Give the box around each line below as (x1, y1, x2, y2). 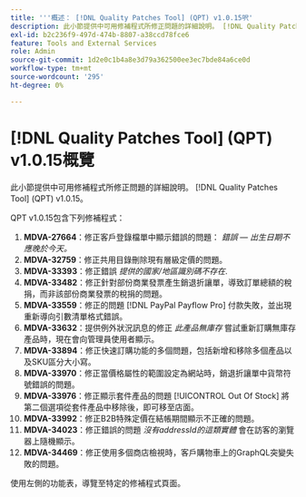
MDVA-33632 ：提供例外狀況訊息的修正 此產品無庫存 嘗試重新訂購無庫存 (23, 322, 297, 333)
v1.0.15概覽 (10, 150, 94, 171)
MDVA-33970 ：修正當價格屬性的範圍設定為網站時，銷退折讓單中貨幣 (23, 367, 284, 378)
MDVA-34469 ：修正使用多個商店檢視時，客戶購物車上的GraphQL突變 (23, 446, 287, 458)
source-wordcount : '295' (10, 73, 104, 82)
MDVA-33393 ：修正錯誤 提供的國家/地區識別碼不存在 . (23, 265, 228, 277)
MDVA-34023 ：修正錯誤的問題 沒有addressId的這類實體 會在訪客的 (23, 424, 279, 435)
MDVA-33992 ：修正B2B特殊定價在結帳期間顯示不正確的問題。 (23, 413, 260, 424)
